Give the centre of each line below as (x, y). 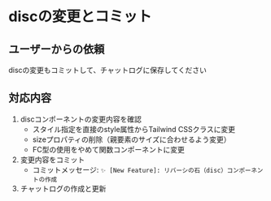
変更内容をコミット (52, 160)
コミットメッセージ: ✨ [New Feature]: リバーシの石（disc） (130, 169)
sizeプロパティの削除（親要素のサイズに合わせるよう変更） (131, 139)
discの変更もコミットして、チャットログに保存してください (108, 70)
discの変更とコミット (80, 17)
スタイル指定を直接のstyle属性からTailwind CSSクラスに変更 (134, 129)
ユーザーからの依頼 (57, 49)
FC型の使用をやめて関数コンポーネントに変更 (109, 149)
